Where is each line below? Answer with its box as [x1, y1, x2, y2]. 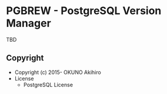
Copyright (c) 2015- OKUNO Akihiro [14, 69, 101, 76]
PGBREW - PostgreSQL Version [6, 4, 162, 18]
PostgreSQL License [23, 81, 74, 88]
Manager [6, 16, 51, 30]
